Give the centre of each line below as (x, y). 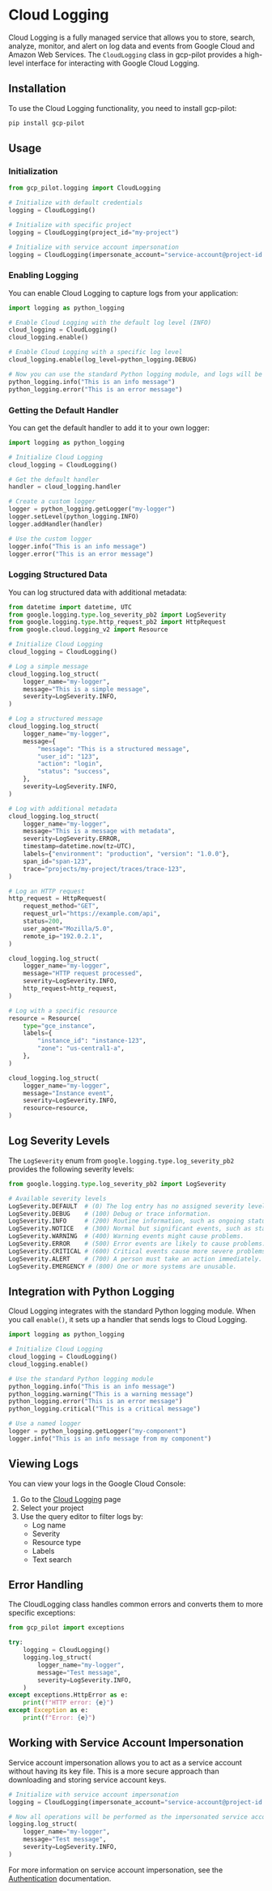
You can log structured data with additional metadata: (98, 592)
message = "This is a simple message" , (87, 689)
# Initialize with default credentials (76, 203)
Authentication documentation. (60, 1878)
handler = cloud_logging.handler (65, 487)
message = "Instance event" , (68, 1093)
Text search (52, 1559)
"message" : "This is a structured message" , (114, 749)
